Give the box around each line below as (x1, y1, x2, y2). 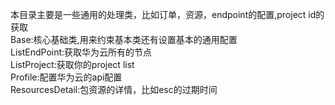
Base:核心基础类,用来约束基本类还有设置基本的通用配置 (10, 34, 238, 45)
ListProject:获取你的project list (10, 59, 135, 70)
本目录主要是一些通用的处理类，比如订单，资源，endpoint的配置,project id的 (10, 9, 325, 20)
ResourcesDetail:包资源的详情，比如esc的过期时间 (10, 84, 218, 95)
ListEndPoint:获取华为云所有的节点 (10, 46, 153, 58)
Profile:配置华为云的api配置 (10, 71, 123, 83)
